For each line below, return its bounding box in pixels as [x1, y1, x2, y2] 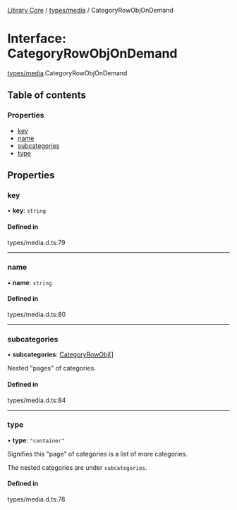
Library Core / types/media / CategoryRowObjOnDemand [7, 6, 174, 14]
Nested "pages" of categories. [7, 364, 97, 373]
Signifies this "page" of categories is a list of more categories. [7, 449, 188, 458]
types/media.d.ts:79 [7, 238, 66, 247]
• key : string [7, 206, 47, 215]
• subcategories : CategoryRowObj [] [7, 350, 114, 359]
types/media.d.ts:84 [7, 396, 66, 404]
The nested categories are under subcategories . [7, 463, 147, 471]
